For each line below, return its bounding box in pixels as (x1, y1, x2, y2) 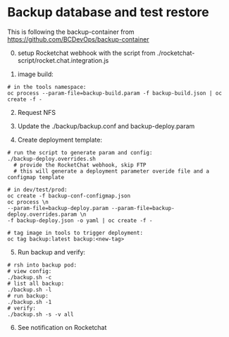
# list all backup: (7, 280, 65, 287)
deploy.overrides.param (7, 211, 78, 218)
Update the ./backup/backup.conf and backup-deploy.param (17, 121, 195, 130)
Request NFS (17, 108, 56, 116)
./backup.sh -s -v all (7, 311, 74, 318)
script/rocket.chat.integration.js (17, 56, 109, 64)
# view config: (7, 267, 52, 275)
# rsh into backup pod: (7, 262, 78, 269)
